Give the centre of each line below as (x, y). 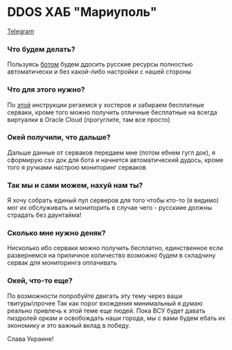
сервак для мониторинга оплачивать (62, 263)
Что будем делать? (42, 49)
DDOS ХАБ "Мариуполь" (82, 12)
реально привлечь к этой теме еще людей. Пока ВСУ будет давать (106, 310)
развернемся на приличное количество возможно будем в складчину (111, 255)
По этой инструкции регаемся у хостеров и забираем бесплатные (106, 105)
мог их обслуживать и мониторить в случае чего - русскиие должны (110, 208)
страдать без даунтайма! (44, 215)
